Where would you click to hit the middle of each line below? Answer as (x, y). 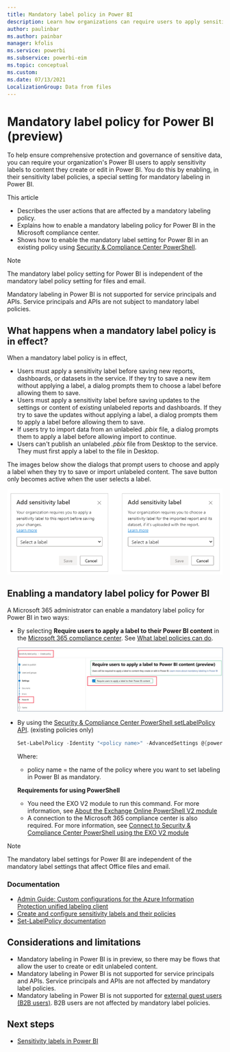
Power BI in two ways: (38, 617)
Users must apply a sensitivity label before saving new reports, (106, 371)
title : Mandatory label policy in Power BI (70, 14)
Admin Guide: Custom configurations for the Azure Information (105, 899)
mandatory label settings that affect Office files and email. (89, 866)
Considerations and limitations (74, 943)
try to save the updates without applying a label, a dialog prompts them (117, 415)
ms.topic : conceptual (38, 65)
